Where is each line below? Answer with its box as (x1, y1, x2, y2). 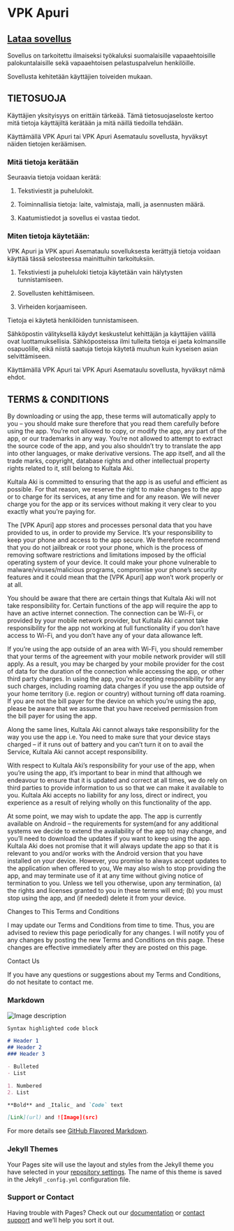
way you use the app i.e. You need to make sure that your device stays (7, 733, 211, 742)
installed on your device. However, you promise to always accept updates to (7, 856, 227, 865)
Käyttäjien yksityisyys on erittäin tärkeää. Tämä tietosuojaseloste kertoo (7, 111, 214, 120)
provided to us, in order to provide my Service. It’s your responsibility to (7, 529, 213, 537)
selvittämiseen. (7, 352, 51, 361)
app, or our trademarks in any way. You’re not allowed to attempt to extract (7, 434, 223, 443)
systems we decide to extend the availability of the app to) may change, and (7, 827, 227, 835)
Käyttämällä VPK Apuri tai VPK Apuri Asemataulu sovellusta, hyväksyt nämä (7, 366, 226, 374)
